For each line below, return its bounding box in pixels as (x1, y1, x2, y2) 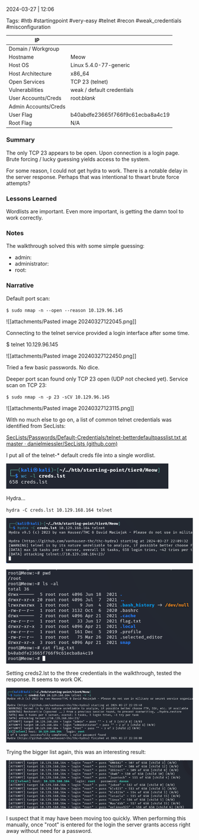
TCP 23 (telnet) (70, 78, 108, 85)
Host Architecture (8, 70, 52, 77)
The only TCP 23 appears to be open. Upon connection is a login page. (6, 149, 179, 156)
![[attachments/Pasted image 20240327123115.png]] (6, 404, 134, 411)
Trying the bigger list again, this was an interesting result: (6, 748, 146, 755)
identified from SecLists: (6, 422, 66, 429)
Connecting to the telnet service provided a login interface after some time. (6, 329, 190, 336)
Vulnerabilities (8, 87, 44, 93)
